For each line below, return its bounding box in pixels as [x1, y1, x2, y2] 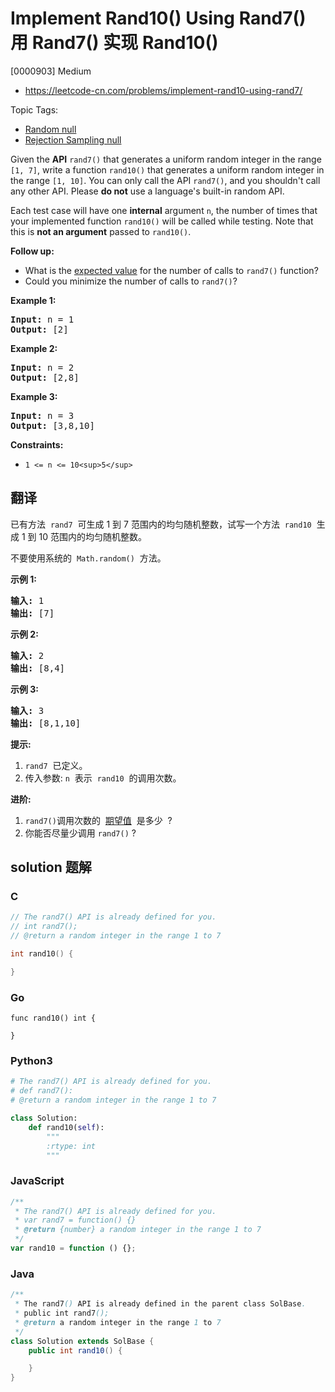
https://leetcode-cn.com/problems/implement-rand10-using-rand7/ [24, 84, 303, 96]
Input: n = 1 [10, 313, 75, 325]
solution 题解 [10, 859, 92, 876]
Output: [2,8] [10, 372, 80, 383]
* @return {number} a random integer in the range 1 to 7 [14, 1225, 262, 1235]
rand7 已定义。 [24, 759, 88, 771]
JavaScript [10, 1174, 65, 1188]
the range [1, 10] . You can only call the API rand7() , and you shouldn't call [10, 174, 321, 186]
